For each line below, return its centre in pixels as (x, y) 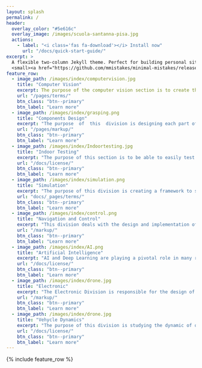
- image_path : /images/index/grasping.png (66, 113)
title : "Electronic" (43, 286)
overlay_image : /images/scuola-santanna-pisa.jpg (75, 34)
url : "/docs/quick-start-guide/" (64, 51)
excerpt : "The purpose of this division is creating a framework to (105, 191)
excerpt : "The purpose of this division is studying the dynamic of (105, 325)
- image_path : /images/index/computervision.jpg (74, 79)
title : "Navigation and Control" (59, 219)
